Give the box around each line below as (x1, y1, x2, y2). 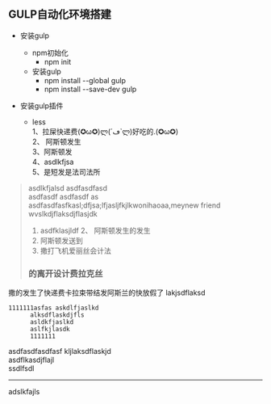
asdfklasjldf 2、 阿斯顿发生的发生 (40, 225, 151, 235)
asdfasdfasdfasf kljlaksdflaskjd (8, 347, 111, 356)
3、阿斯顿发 (31, 146, 73, 156)
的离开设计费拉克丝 (27, 267, 103, 279)
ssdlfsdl (8, 364, 35, 373)
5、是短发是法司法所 (31, 166, 101, 176)
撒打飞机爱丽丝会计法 (40, 246, 111, 255)
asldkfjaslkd (29, 318, 74, 326)
